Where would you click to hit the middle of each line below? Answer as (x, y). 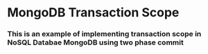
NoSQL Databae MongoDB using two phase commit (95, 42)
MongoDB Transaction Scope (93, 13)
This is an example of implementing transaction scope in (104, 34)
